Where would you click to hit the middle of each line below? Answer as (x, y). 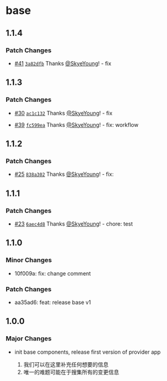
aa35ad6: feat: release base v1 (53, 302)
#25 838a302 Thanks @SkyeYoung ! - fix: (64, 174)
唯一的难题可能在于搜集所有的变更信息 (71, 372)
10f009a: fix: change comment (53, 273)
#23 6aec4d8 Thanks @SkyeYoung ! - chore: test (74, 224)
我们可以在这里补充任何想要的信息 (66, 364)
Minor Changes (29, 260)
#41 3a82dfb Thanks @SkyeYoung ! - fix (63, 63)
